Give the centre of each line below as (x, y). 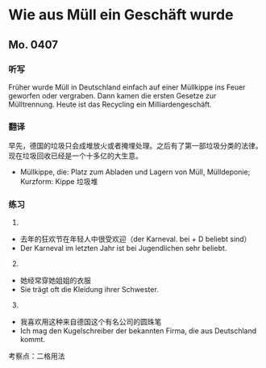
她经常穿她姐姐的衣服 (55, 281)
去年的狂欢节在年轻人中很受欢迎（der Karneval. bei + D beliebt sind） (135, 239)
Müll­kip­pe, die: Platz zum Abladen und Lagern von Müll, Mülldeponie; (135, 172)
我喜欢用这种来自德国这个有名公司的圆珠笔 (91, 322)
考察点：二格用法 (37, 356)
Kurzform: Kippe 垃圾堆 (59, 182)
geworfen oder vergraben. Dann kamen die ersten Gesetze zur (112, 95)
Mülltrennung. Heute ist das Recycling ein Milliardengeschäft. (110, 104)
